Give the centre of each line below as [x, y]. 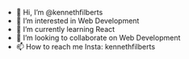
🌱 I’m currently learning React [65, 29]
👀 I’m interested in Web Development [78, 21]
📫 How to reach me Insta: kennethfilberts [86, 47]
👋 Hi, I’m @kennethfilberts [59, 12]
